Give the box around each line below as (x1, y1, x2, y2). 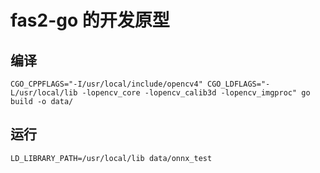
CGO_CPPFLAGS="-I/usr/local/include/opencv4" (10, 79, 203, 89)
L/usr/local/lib (10, 88, 78, 98)
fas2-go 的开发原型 (10, 9, 170, 32)
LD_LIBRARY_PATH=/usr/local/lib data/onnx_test (10, 153, 213, 163)
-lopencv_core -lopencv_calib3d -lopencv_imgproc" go (81, 88, 311, 98)
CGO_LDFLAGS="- (206, 79, 271, 89)
